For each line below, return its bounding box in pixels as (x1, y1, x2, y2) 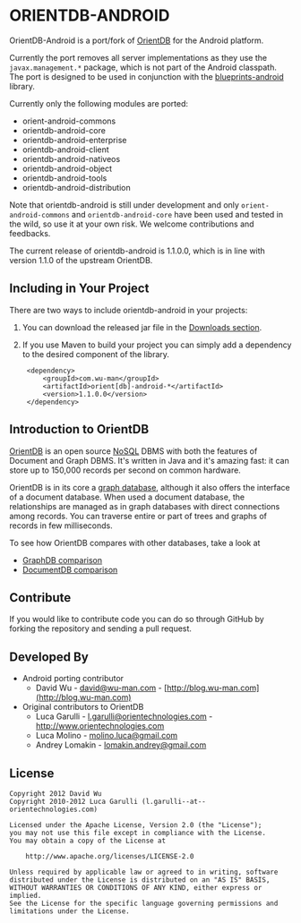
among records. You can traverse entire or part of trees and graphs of (9, 510, 267, 521)
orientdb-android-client (21, 144, 109, 155)
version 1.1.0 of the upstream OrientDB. (9, 254, 153, 265)
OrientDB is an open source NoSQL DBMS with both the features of (9, 445, 258, 457)
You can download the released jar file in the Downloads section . (21, 321, 262, 332)
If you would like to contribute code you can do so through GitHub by (9, 614, 264, 625)
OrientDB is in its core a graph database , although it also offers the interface (9, 482, 291, 492)
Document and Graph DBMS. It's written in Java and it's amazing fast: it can (9, 455, 289, 466)
